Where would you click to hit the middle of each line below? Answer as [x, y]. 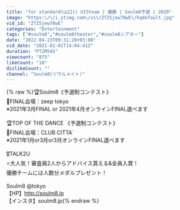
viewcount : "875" [28, 57]
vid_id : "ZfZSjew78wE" [35, 23]
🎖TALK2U [18, 154]
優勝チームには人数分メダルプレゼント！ [57, 173]
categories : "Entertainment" [43, 29]
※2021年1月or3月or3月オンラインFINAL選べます [66, 140]
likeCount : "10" [27, 63]
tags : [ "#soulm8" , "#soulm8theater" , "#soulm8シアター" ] [75, 35]
